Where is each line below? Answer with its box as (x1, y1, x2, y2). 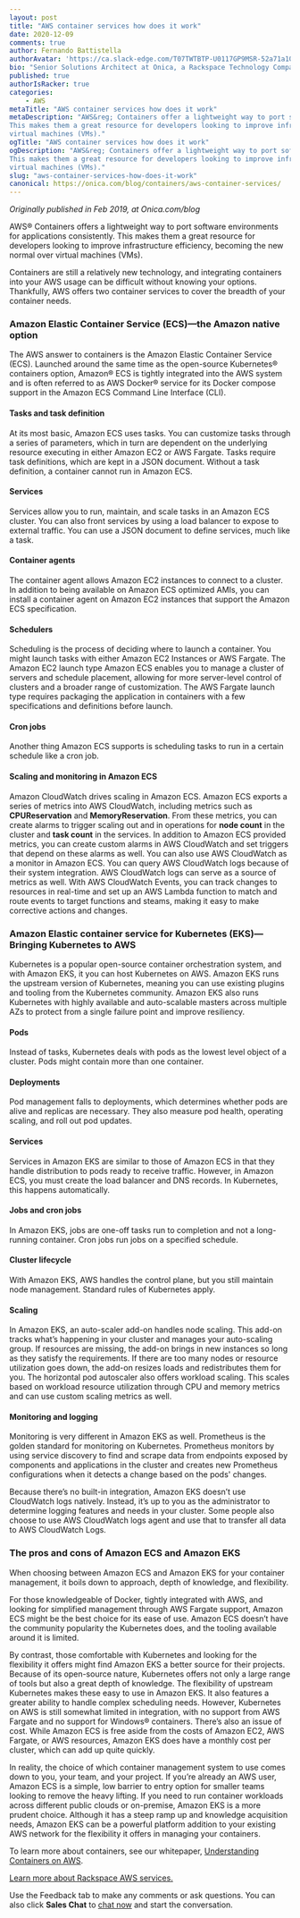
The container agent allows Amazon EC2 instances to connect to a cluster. (9, 575, 283, 586)
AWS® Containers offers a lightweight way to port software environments (9, 221, 279, 232)
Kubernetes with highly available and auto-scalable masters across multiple (9, 996, 287, 1007)
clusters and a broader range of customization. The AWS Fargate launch (9, 681, 275, 693)
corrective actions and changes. (9, 905, 128, 916)
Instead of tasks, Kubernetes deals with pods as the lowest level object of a (9, 1047, 287, 1058)
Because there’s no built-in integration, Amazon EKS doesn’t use (9, 1486, 246, 1498)
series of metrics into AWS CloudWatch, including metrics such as (9, 800, 253, 811)
